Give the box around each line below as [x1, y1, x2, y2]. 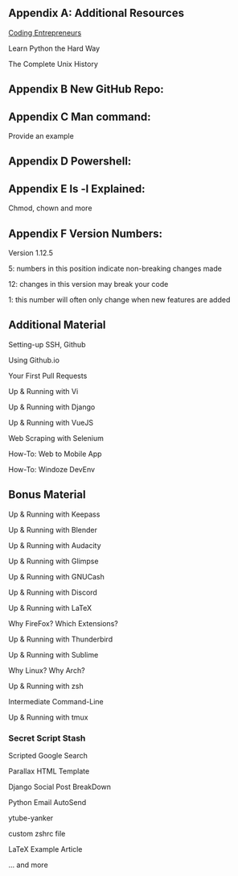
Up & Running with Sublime [8, 650, 99, 659]
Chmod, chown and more [8, 203, 92, 213]
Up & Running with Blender [8, 525, 98, 534]
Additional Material [8, 318, 106, 332]
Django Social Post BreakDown [8, 782, 111, 791]
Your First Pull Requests [8, 371, 88, 380]
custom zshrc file [8, 828, 66, 838]
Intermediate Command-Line [8, 696, 104, 706]
